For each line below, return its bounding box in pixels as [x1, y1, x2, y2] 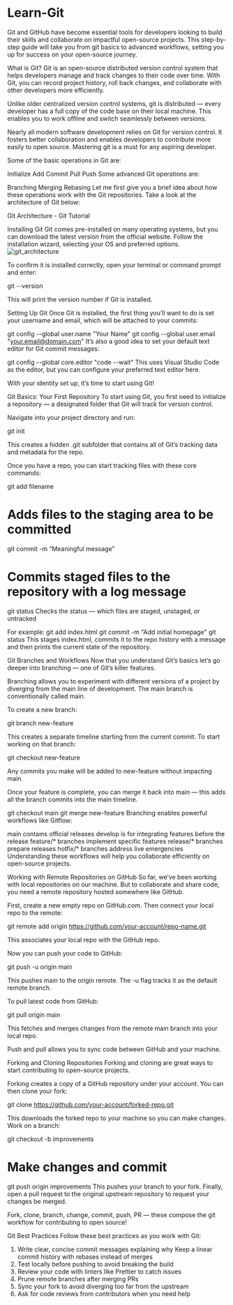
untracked [7, 614, 37, 622]
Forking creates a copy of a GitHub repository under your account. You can [7, 1079, 224, 1087]
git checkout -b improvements [7, 1135, 94, 1143]
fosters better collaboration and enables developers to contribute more [7, 135, 211, 144]
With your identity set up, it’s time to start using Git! [7, 379, 155, 387]
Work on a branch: [7, 1121, 61, 1129]
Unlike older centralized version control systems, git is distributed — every [7, 99, 221, 107]
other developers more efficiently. [7, 86, 105, 94]
